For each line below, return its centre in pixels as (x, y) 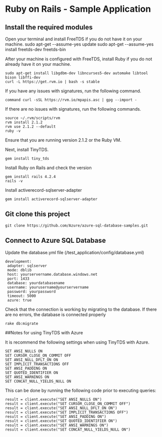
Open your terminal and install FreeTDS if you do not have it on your (74, 39)
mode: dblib (19, 270)
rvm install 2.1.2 (24, 122)
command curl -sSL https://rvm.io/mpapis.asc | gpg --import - (71, 100)
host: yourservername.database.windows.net (52, 274)
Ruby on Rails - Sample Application (78, 9)
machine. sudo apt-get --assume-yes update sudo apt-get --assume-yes (79, 44)
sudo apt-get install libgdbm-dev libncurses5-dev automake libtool (77, 73)
